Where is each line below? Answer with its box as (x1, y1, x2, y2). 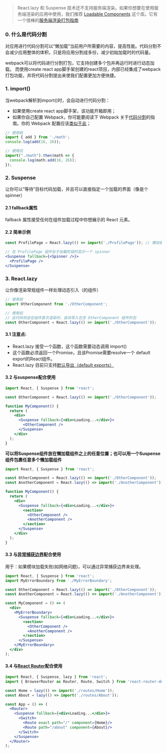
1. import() (5, 85, 31, 92)
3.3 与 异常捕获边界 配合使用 (5, 552, 61, 558)
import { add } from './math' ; (5, 135, 70, 140)
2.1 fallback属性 (5, 204, 38, 211)
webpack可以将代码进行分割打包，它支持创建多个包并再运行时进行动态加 (5, 60, 155, 66)
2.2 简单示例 (5, 229, 31, 235)
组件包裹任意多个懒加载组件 (5, 456, 62, 462)
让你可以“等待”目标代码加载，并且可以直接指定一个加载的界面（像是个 (5, 186, 149, 192)
